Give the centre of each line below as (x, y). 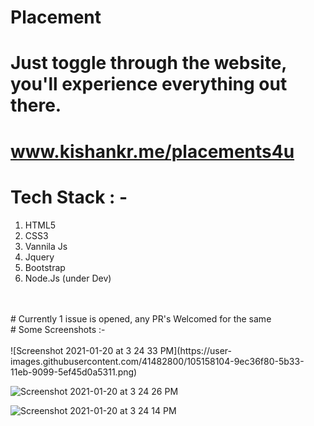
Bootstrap (45, 267)
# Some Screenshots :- (58, 329)
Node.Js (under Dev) (68, 278)
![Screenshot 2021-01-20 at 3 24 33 (84, 350)
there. (36, 105)
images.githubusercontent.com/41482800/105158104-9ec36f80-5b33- (157, 361)
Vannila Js (46, 246)
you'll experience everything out (149, 84)
